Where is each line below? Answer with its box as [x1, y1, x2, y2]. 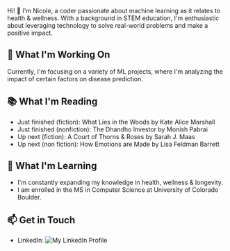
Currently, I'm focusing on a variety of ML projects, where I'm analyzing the [7, 67, 224, 76]
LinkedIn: [17, 236, 44, 245]
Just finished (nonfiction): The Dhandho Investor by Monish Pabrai [17, 125, 208, 133]
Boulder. [17, 193, 42, 202]
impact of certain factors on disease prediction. [7, 74, 144, 83]
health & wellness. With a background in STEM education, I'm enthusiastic [7, 14, 220, 22]
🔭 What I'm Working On [7, 49, 110, 60]
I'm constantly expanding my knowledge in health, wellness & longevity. [17, 178, 224, 187]
